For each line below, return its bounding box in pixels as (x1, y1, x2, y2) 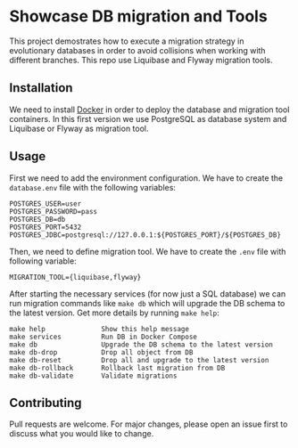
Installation (9, 80, 73, 95)
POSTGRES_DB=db (9, 215, 66, 224)
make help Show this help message (9, 324, 190, 333)
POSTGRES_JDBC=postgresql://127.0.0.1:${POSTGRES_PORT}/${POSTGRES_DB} (9, 230, 281, 240)
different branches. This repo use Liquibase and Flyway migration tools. (9, 54, 273, 65)
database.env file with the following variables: (9, 182, 177, 192)
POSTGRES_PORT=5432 (9, 223, 82, 232)
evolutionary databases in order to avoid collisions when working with (9, 45, 266, 55)
